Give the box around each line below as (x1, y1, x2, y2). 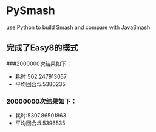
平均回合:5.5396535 (15, 119, 66, 127)
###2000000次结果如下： (6, 60, 72, 67)
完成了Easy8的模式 (6, 43, 79, 53)
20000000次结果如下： (6, 97, 77, 105)
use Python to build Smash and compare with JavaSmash (6, 24, 151, 31)
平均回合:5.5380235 (15, 80, 66, 88)
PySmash (6, 4, 56, 18)
